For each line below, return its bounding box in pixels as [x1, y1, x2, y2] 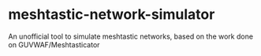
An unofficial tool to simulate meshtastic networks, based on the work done [8, 32, 254, 41]
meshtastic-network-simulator [8, 6, 215, 24]
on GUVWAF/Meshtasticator [8, 39, 100, 49]
